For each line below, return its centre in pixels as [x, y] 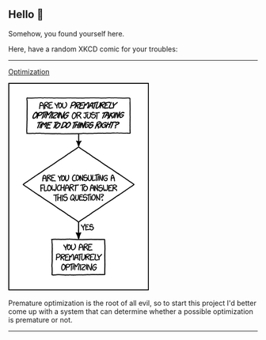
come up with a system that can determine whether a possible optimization [131, 311]
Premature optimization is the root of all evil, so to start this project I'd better [133, 303]
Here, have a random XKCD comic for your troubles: [93, 49]
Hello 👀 [26, 15]
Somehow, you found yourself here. [66, 33]
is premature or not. [40, 319]
